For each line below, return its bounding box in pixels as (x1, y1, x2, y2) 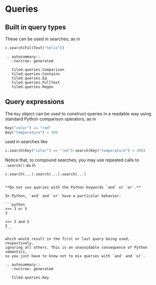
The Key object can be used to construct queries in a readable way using (5, 110, 152, 116)
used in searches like (5, 139, 48, 145)
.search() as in (5, 162, 36, 168)
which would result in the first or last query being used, (5, 236, 131, 241)
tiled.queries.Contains (11, 71, 60, 77)
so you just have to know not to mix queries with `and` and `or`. (5, 254, 146, 259)
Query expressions (5, 98, 65, 106)
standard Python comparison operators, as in (5, 116, 96, 122)
